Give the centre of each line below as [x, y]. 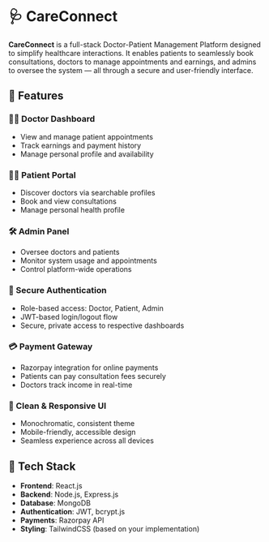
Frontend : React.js [51, 485]
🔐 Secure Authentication [58, 290]
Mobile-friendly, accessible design [78, 432]
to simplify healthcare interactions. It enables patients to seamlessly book [131, 53]
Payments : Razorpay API [62, 520]
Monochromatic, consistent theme [77, 424]
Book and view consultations [68, 201]
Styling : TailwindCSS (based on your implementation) [110, 528]
